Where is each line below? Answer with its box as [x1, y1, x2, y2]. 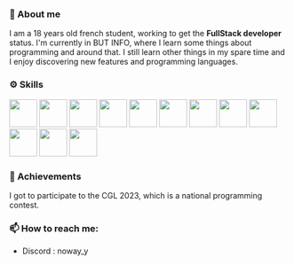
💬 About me [9, 8, 60, 20]
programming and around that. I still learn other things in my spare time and [9, 47, 286, 58]
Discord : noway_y [21, 246, 89, 256]
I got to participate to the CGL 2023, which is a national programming [9, 190, 263, 200]
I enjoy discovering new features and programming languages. [9, 57, 238, 67]
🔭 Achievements [9, 170, 82, 183]
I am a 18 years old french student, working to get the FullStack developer [9, 28, 282, 39]
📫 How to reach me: [9, 222, 99, 234]
